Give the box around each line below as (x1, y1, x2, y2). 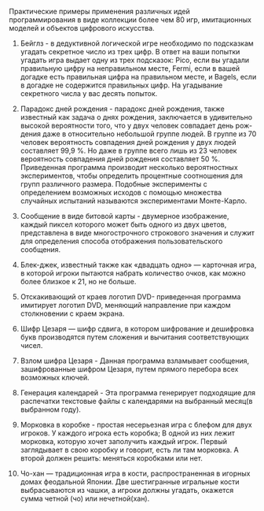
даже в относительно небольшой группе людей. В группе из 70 (42, 129, 257, 139)
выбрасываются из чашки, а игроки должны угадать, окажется (20, 486, 234, 494)
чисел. (20, 341, 43, 350)
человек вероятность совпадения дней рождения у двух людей (20, 138, 236, 146)
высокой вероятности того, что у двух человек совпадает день (20, 121, 234, 130)
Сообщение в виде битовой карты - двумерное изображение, (20, 212, 230, 220)
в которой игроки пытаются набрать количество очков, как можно (20, 268, 246, 278)
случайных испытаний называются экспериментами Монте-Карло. (20, 196, 247, 206)
